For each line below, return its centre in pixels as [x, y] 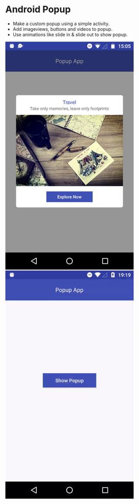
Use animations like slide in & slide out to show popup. [70, 34]
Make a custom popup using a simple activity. [61, 24]
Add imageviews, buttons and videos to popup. [63, 29]
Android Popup [38, 9]
